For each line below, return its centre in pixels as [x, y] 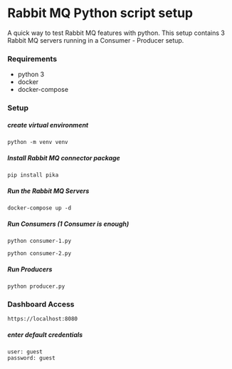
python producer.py [36, 286]
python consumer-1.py [39, 241]
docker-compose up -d [39, 208]
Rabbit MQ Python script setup [100, 13]
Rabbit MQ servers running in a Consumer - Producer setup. [96, 40]
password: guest [31, 358]
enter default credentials [45, 334]
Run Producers [30, 269]
